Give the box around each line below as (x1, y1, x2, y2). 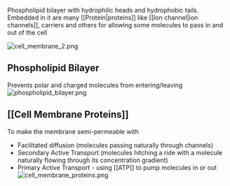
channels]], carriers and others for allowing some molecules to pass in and (7, 21, 224, 29)
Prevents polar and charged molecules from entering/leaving (7, 81, 183, 89)
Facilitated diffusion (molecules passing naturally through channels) (17, 140, 214, 150)
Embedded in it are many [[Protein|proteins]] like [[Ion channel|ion (7, 13, 198, 22)
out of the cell (7, 28, 48, 36)
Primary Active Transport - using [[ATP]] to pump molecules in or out (17, 163, 217, 171)
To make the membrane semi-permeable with (7, 127, 139, 135)
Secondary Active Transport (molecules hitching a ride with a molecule (17, 148, 223, 157)
